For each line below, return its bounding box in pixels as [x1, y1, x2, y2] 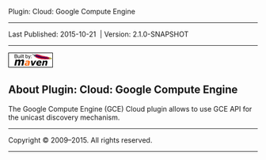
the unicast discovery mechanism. [8, 112, 120, 122]
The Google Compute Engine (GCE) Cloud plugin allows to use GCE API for [8, 104, 253, 113]
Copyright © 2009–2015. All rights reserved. [8, 135, 153, 145]
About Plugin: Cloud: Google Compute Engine [8, 83, 238, 97]
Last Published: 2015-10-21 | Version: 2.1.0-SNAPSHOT [8, 29, 189, 39]
